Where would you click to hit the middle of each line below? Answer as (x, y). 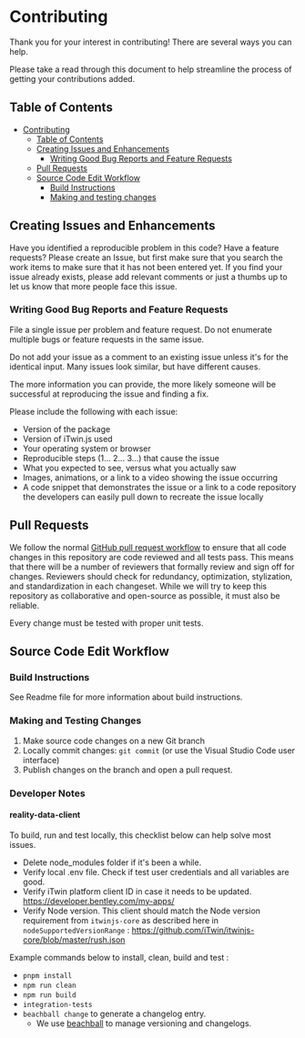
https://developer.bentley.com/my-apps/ (98, 901)
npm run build (49, 995)
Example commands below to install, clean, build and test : (119, 957)
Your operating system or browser (87, 448)
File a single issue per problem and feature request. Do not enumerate (141, 329)
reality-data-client (45, 815)
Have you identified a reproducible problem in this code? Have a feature (144, 247)
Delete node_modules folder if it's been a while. (112, 862)
